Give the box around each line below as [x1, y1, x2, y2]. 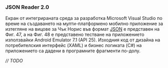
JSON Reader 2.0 [5, 4, 50, 11]
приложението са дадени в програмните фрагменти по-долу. [5, 48, 141, 54]
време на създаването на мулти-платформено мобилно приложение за [5, 20, 163, 27]
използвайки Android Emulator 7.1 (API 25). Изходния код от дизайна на [5, 37, 160, 43]
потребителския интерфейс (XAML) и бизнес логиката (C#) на [5, 42, 142, 49]
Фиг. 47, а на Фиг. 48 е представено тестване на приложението [5, 32, 145, 38]
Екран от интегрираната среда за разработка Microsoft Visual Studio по [5, 15, 163, 21]
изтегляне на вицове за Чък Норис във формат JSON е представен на [5, 26, 160, 32]
